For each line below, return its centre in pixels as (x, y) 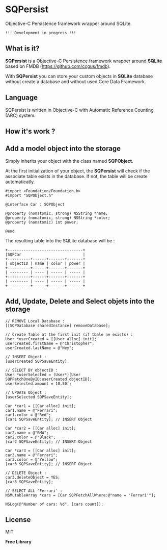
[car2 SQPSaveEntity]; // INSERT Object (49, 442)
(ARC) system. (20, 115)
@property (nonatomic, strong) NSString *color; (58, 218)
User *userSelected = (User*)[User (43, 374)
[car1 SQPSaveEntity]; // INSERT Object (49, 419)
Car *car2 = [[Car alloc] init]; (41, 428)
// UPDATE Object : (26, 392)
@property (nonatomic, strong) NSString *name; (57, 213)
